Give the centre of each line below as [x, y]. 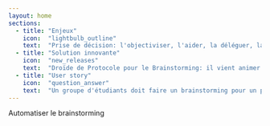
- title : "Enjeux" [47, 30]
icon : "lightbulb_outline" [70, 38]
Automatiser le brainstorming [56, 113]
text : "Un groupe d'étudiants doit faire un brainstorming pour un [140, 90]
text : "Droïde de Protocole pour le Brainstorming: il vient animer [142, 68]
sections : [25, 23]
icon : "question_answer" [66, 83]
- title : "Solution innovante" [68, 53]
